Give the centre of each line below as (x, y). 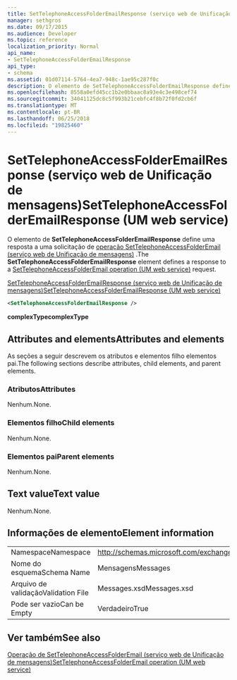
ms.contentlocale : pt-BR (44, 112)
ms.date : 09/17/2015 (38, 27)
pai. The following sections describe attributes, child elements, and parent (114, 364)
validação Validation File (50, 593)
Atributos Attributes (42, 390)
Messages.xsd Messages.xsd (146, 588)
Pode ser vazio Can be (47, 604)
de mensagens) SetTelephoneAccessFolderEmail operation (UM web (107, 662)
